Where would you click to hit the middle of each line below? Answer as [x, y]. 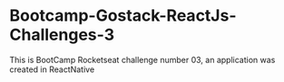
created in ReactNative [52, 69]
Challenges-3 [62, 35]
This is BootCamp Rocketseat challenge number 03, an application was [142, 59]
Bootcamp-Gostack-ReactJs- [123, 16]
